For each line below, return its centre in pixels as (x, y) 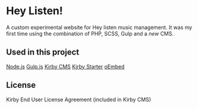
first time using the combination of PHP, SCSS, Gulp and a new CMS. (90, 33)
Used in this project (43, 52)
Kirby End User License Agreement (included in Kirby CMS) (79, 100)
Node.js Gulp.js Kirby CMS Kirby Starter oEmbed (66, 66)
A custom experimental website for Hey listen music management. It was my (99, 27)
